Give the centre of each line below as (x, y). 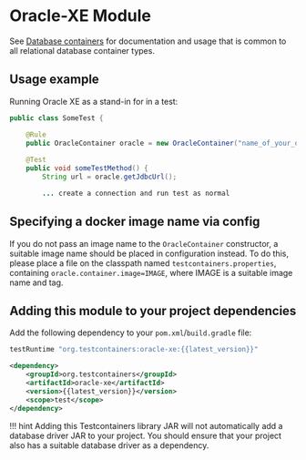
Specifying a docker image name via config (135, 222)
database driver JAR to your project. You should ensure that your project (146, 435)
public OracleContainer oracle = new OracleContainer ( (132, 143)
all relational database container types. (82, 50)
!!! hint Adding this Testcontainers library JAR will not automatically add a (146, 425)
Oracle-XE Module (81, 16)
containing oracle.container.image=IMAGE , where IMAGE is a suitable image (151, 272)
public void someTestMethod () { (87, 169)
